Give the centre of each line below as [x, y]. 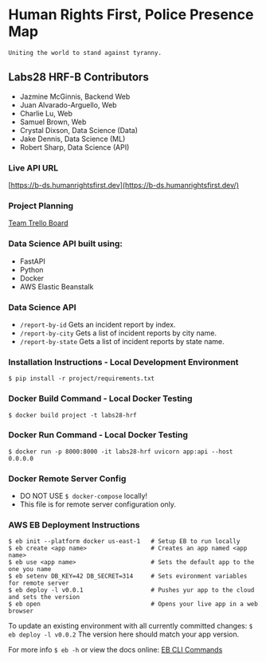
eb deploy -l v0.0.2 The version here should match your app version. [124, 634]
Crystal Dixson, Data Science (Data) [78, 130]
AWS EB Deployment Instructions [74, 525]
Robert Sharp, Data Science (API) [74, 147]
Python [31, 269]
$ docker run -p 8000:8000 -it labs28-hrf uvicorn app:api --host [121, 452]
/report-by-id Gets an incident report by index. [98, 324]
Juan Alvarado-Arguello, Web [68, 104]
